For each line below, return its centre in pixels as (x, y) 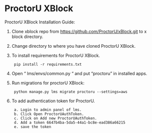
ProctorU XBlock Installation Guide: (40, 22)
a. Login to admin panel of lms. (48, 110)
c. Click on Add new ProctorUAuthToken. (56, 118)
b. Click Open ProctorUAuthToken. (49, 114)
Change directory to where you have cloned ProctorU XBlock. (74, 46)
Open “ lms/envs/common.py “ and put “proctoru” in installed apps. (79, 73)
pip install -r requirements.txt (48, 64)
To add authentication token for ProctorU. (53, 101)
